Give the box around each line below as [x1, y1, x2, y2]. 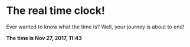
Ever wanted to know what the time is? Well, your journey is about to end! [6, 23, 185, 30]
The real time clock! [6, 4, 105, 17]
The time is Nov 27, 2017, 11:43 [6, 34, 83, 41]
